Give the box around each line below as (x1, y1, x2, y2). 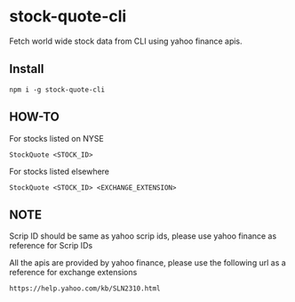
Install (9, 61, 44, 77)
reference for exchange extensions (9, 267, 138, 278)
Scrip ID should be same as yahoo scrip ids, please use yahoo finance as (9, 231, 277, 241)
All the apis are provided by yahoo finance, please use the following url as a (9, 257, 286, 268)
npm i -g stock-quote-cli (9, 85, 105, 94)
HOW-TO (9, 110, 60, 125)
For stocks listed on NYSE (9, 133, 104, 143)
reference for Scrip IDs (9, 241, 93, 251)
